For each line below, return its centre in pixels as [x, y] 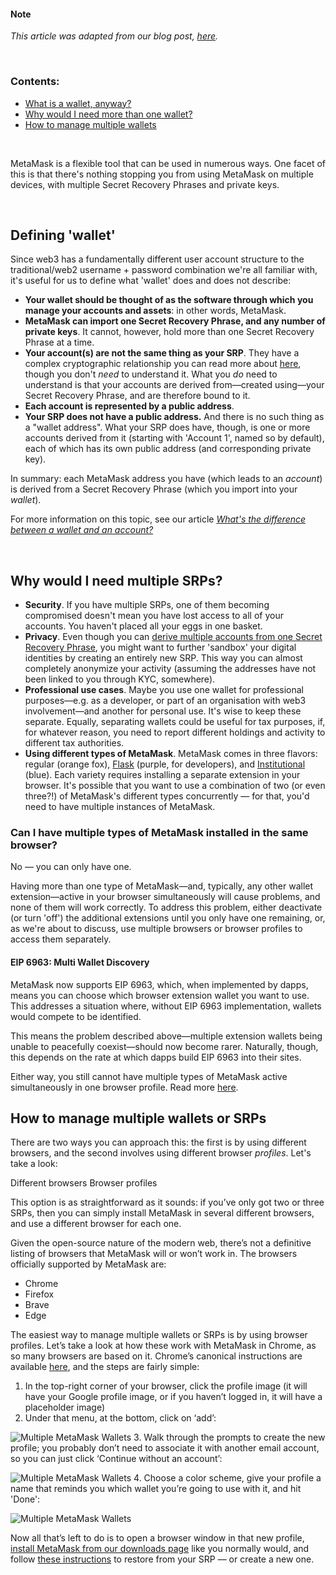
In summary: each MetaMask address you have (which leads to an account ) [166, 479]
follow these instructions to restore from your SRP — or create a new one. [162, 1559]
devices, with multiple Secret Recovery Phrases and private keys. [145, 184]
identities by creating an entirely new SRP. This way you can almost [163, 658]
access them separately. [61, 939]
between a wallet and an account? [82, 530]
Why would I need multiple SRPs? [116, 580]
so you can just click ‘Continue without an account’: [116, 1459]
